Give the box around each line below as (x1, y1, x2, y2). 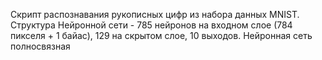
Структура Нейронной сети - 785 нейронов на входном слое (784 (10, 19, 293, 31)
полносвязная (10, 40, 71, 52)
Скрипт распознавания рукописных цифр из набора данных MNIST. (10, 9, 300, 20)
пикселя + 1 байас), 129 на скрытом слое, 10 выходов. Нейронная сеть (10, 30, 313, 41)
